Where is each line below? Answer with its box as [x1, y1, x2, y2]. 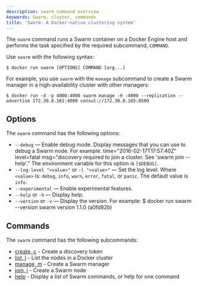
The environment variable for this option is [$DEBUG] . [31, 160, 159, 167]
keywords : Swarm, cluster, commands [6, 14, 96, 20]
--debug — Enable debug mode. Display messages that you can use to [14, 141, 186, 148]
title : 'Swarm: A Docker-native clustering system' [6, 19, 136, 25]
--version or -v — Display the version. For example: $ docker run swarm [14, 198, 192, 205]
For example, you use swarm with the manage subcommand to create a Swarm [6, 75, 192, 83]
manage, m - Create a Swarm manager [14, 261, 110, 267]
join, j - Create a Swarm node [14, 267, 87, 274]
